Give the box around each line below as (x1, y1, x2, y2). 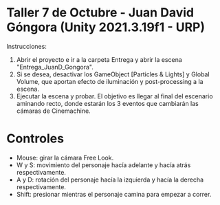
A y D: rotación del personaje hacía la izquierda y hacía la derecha (16, 175, 204, 184)
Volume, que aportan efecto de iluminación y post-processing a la (16, 77, 203, 85)
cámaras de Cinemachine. (16, 107, 91, 115)
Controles (6, 131, 65, 147)
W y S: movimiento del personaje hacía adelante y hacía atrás (16, 160, 191, 169)
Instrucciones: (6, 42, 47, 50)
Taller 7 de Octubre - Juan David (6, 5, 194, 21)
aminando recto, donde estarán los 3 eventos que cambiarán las (16, 99, 199, 107)
